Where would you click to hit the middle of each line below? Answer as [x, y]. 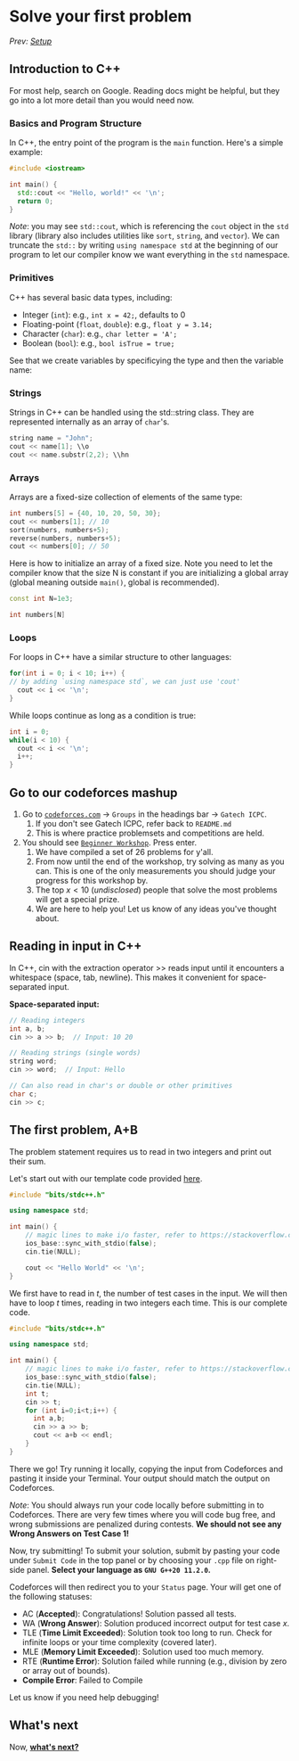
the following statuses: [51, 1596]
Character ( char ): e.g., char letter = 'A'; [100, 333]
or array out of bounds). [66, 1670]
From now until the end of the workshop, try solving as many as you [160, 861]
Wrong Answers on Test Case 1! [69, 1533]
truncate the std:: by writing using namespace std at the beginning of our [144, 245]
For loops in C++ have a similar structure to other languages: [121, 657]
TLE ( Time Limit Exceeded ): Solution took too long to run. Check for [147, 1633]
